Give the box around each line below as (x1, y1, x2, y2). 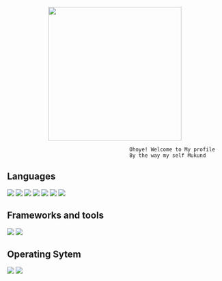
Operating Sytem (7, 249, 81, 260)
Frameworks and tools (7, 210, 105, 221)
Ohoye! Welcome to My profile (129, 146, 215, 153)
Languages (7, 171, 56, 182)
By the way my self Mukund (129, 152, 206, 159)
